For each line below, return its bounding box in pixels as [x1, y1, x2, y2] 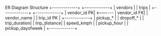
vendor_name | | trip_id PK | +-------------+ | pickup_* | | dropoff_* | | [5, 15, 144, 20]
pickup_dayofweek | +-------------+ [5, 25, 78, 31]
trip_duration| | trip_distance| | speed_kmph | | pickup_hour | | [5, 20, 129, 26]
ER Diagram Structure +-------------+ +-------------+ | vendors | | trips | [5, 5, 151, 10]
